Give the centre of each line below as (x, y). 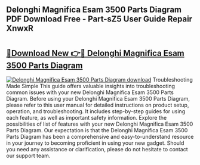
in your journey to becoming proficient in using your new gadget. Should (95, 143)
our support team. (28, 155)
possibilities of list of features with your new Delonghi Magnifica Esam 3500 (100, 124)
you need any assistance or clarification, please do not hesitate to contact (97, 149)
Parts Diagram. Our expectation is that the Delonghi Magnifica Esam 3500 (97, 130)
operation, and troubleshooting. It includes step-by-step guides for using (96, 111)
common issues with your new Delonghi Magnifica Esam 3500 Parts (90, 92)
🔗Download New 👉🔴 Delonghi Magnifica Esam (96, 53)
